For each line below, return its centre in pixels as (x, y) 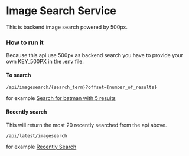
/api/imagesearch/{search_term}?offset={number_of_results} (82, 87)
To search (19, 75)
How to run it (25, 42)
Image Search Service (61, 11)
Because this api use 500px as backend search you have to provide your (94, 55)
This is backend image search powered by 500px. (67, 27)
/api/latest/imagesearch (37, 136)
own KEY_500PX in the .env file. (45, 62)
